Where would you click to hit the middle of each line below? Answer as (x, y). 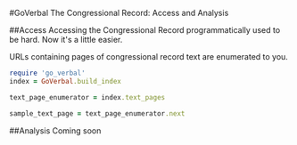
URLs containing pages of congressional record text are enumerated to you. (148, 56)
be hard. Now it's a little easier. (66, 40)
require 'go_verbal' (48, 73)
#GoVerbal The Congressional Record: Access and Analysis (119, 13)
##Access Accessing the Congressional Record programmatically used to (145, 30)
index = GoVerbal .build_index (66, 81)
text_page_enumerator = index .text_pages (87, 97)
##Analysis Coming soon (55, 130)
